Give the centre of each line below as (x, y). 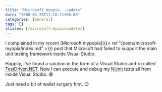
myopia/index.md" (24, 49)
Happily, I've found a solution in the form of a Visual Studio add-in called (80, 64)
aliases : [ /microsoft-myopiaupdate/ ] (45, 29)
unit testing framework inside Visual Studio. (50, 54)
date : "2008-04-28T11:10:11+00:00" (43, 15)
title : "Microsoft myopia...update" (44, 10)
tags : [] (14, 24)
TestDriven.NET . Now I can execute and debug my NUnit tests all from (78, 69)
